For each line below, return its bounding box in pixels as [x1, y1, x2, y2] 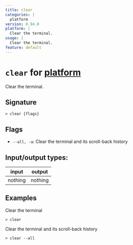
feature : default [5, 45, 42, 50]
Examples [5, 194, 37, 203]
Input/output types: [5, 153, 69, 162]
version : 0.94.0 [5, 21, 39, 27]
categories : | [5, 12, 35, 17]
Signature [5, 98, 37, 107]
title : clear [5, 7, 33, 13]
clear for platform [5, 67, 81, 78]
